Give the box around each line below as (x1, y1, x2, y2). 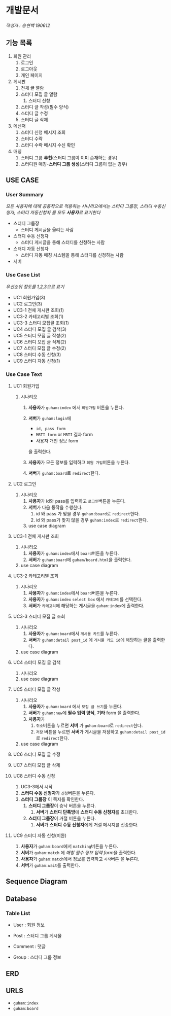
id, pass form (36, 427, 66, 432)
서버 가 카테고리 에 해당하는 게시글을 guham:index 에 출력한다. (28, 603, 145, 609)
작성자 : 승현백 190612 (6, 22, 50, 28)
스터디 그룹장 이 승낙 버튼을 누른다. (28, 802, 96, 809)
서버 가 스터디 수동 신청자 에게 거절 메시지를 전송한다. (36, 822, 139, 828)
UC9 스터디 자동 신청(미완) (13, 832, 67, 838)
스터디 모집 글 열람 (20, 91, 58, 97)
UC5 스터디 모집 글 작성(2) (13, 332, 66, 338)
